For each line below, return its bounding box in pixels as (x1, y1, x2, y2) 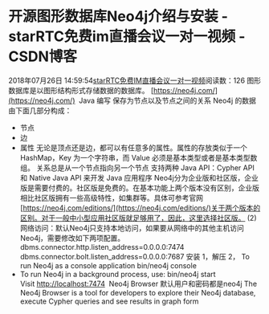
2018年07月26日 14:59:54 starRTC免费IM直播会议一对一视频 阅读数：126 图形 (8, 75, 262, 85)
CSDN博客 (8, 47, 78, 66)
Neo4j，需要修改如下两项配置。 (19, 233, 125, 243)
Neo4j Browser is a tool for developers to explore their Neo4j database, (19, 287, 256, 297)
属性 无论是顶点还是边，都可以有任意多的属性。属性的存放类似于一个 (19, 142, 247, 153)
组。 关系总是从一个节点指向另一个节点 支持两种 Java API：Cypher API (19, 162, 255, 173)
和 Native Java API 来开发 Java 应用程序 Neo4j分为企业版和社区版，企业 (19, 173, 259, 182)
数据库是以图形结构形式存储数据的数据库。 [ (8, 85, 154, 95)
